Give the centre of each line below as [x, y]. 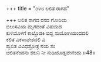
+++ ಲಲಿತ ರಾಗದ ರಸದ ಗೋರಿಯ [37, 20]
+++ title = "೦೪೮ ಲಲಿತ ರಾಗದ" [38, 8]
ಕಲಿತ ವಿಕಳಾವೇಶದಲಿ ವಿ [26, 39]
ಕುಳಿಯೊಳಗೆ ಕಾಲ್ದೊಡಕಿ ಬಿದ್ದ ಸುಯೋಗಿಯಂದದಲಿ [48, 33]
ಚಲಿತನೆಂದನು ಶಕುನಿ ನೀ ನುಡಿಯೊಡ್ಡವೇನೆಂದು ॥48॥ [51, 52]
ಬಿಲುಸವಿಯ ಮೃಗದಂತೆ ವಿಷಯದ [34, 26]
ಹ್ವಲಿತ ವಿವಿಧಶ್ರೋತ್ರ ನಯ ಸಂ [31, 46]
